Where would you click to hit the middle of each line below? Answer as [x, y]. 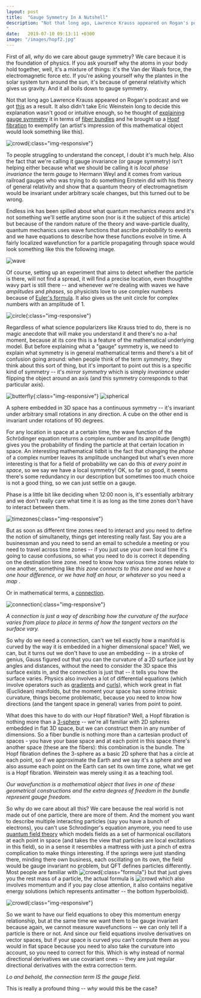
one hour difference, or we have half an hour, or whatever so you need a [96, 575]
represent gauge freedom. [39, 797]
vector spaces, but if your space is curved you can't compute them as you [98, 940]
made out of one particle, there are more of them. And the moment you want [100, 815]
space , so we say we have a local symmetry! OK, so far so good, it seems [97, 470]
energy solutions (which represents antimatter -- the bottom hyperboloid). [98, 891]
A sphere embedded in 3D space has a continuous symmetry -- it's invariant [100, 408]
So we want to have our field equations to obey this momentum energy [93, 914]
